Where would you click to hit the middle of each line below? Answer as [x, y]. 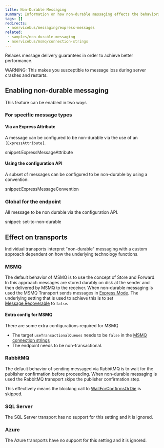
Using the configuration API [34, 163]
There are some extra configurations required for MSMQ [62, 325]
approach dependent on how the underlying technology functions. [72, 254]
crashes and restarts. [26, 75]
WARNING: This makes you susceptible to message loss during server [76, 70]
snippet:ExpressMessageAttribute [39, 152]
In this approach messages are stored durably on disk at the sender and [77, 283]
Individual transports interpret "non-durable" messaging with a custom [76, 249]
